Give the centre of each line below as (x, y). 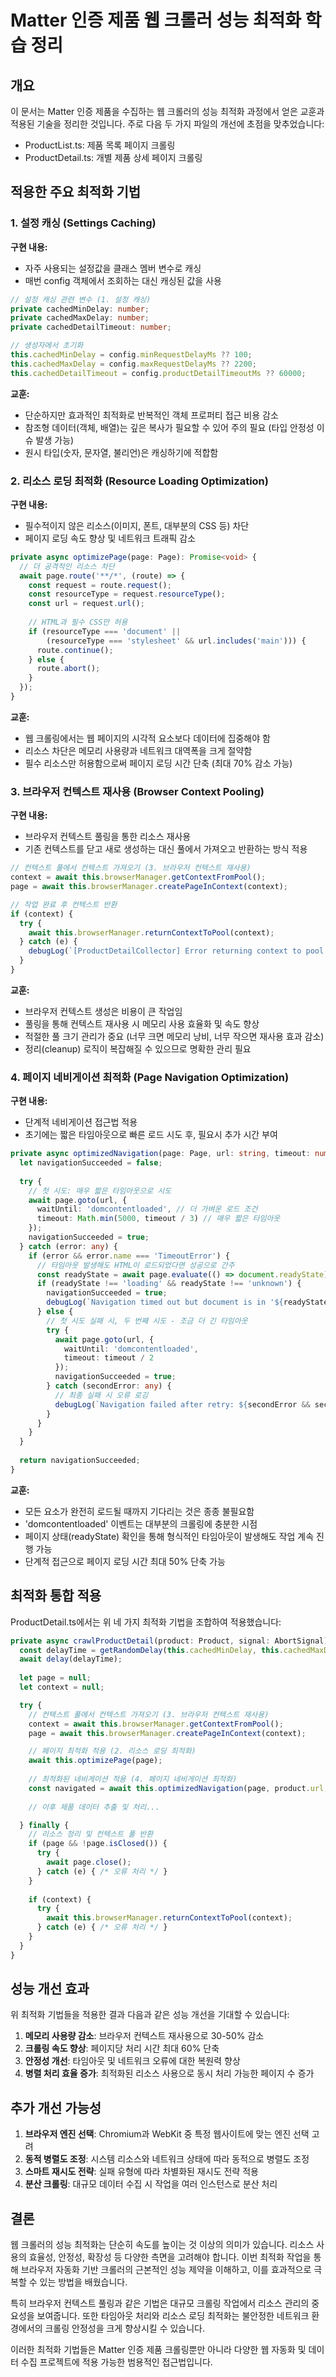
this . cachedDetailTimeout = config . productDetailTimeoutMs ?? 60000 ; (158, 373)
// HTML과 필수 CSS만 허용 (78, 622)
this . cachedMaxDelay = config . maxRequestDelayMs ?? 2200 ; (133, 364)
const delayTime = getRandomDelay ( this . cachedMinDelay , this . (151, 1650)
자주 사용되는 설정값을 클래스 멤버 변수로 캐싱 (113, 268)
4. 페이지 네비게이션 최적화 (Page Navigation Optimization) (150, 1077)
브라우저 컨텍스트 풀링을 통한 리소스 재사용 (108, 837)
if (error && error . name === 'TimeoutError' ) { (129, 1256)
